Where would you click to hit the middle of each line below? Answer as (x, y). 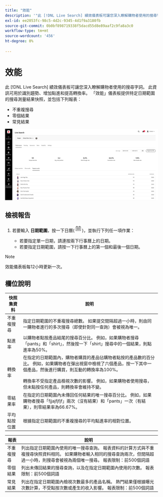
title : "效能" (19, 10)
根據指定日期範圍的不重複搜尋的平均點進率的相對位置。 (78, 421)
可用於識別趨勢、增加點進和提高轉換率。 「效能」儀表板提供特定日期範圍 (82, 93)
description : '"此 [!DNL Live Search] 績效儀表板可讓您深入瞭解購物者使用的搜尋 (81, 15)
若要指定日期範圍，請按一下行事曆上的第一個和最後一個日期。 (81, 247)
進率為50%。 (36, 350)
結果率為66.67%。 (61, 407)
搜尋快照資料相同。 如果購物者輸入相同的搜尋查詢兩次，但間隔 (88, 454)
